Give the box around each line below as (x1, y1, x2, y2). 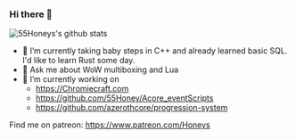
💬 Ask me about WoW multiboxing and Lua (21, 64, 179, 75)
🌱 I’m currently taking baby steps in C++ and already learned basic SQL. (21, 45, 288, 56)
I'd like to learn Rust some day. (21, 55, 136, 66)
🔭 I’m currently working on (21, 74, 119, 85)
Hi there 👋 (9, 8, 53, 20)
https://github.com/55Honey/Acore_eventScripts (35, 93, 214, 103)
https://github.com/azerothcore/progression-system (35, 102, 228, 113)
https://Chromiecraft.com (35, 84, 129, 94)
